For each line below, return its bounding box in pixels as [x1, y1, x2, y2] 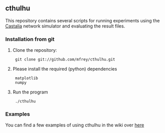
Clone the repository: [12, 47, 57, 53]
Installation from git [5, 36, 55, 43]
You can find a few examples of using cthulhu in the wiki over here [5, 122, 145, 128]
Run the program [12, 89, 48, 95]
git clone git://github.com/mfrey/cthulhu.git [15, 57, 115, 62]
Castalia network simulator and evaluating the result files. [5, 23, 125, 29]
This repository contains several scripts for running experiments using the [5, 17, 160, 23]
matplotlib [15, 76, 38, 81]
